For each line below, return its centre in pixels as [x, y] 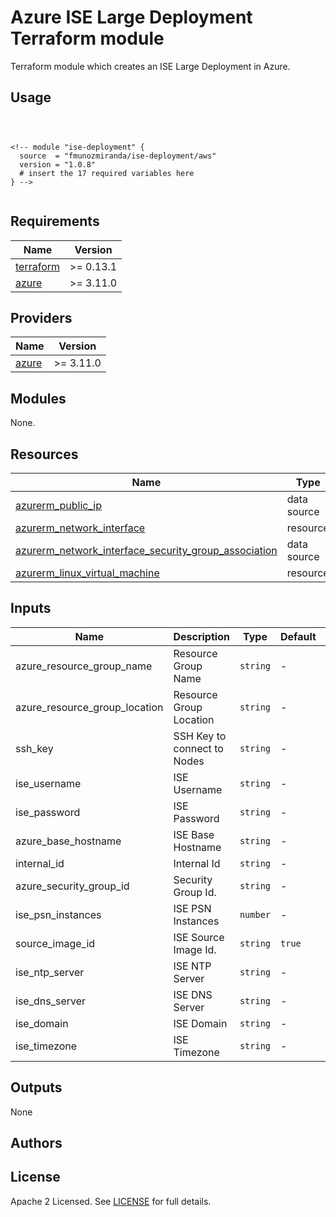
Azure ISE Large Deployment [131, 17]
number [255, 914]
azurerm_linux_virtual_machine [87, 573]
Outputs [36, 1087]
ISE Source [199, 937]
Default [298, 636]
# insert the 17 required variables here [107, 173]
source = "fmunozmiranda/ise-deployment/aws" [118, 156]
